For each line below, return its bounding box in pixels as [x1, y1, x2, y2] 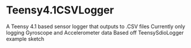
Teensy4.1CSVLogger [6, 4, 115, 17]
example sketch [6, 35, 45, 42]
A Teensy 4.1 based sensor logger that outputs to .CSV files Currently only [6, 23, 185, 30]
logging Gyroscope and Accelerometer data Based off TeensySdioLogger [6, 29, 184, 36]
